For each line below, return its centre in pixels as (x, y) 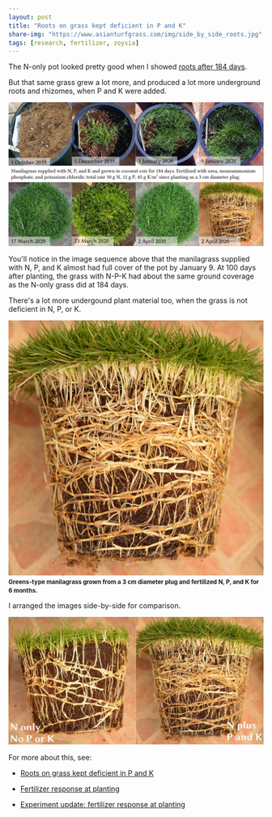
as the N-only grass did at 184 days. (69, 284)
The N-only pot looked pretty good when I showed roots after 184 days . (128, 67)
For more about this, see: (50, 757)
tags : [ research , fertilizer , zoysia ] (74, 43)
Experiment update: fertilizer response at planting (103, 804)
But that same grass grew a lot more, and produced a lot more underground (134, 83)
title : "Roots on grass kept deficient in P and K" (97, 26)
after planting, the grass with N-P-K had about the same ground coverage (132, 276)
